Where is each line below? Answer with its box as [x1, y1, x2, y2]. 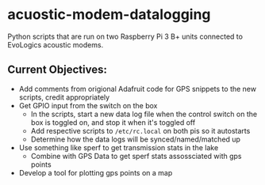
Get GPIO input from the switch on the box [18, 100, 158, 110]
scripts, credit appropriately [18, 92, 110, 102]
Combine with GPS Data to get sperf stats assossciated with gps [30, 151, 242, 160]
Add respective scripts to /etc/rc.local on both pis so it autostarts [30, 126, 251, 135]
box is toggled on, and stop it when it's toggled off [30, 117, 196, 127]
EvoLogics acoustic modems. [7, 40, 104, 49]
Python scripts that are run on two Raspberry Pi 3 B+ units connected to [7, 32, 244, 41]
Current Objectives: [7, 63, 108, 77]
